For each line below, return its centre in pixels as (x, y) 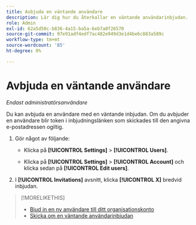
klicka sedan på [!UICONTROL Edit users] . (76, 168)
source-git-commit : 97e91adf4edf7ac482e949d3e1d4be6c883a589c (85, 34)
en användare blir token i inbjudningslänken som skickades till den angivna (98, 120)
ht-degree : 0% (24, 51)
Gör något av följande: (42, 138)
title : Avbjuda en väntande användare (54, 12)
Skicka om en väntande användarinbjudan (81, 215)
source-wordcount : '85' (36, 46)
